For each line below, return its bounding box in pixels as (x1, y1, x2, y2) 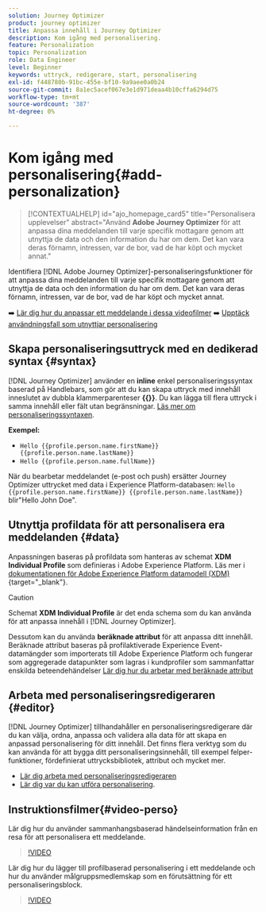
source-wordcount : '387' (8, 100, 91, 108)
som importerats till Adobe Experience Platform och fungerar (53, 649, 253, 658)
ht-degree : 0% (8, 108, 56, 116)
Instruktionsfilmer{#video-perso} (8, 802, 179, 816)
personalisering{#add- (8, 166, 163, 184)
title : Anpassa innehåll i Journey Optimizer (8, 26, 161, 34)
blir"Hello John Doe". (8, 495, 77, 505)
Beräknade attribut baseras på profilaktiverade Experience (8, 640, 200, 650)
